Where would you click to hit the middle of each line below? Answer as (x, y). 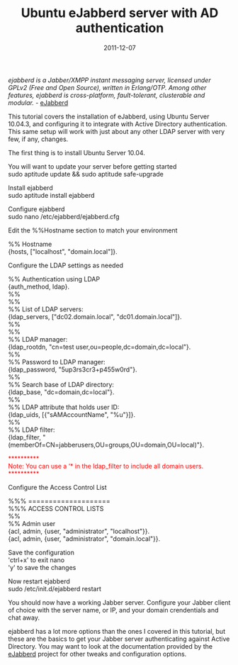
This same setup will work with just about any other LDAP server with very (117, 131)
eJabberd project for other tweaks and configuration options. (97, 654)
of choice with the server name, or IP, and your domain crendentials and (113, 610)
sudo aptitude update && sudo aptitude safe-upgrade (86, 174)
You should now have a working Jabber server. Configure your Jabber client (119, 602)
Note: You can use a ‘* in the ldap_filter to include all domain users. (106, 466)
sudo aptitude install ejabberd (51, 195)
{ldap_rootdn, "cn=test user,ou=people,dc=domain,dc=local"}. (100, 347)
